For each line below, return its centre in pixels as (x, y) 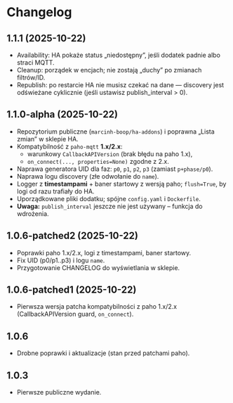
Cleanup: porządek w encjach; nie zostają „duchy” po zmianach (109, 70)
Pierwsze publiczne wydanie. (59, 392)
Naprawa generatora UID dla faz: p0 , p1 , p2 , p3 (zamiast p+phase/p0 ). (115, 169)
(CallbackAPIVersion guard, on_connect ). (75, 314)
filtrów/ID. (31, 77)
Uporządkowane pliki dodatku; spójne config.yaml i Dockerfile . (109, 198)
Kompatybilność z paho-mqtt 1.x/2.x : (69, 146)
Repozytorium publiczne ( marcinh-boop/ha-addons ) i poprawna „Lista (115, 132)
